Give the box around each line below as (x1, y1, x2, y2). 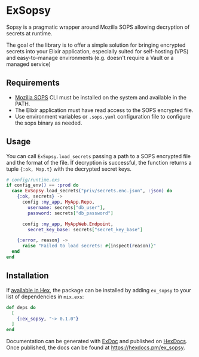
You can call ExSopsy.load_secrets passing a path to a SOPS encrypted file (6, 152, 191, 159)
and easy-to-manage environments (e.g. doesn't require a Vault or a (6, 54, 174, 61)
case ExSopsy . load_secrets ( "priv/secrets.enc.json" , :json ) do (11, 188, 172, 194)
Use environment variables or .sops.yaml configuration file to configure (14, 113, 191, 120)
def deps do (6, 304, 36, 310)
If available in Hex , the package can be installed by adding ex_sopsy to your (6, 286, 191, 294)
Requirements (6, 78, 60, 88)
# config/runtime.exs (6, 177, 60, 183)
